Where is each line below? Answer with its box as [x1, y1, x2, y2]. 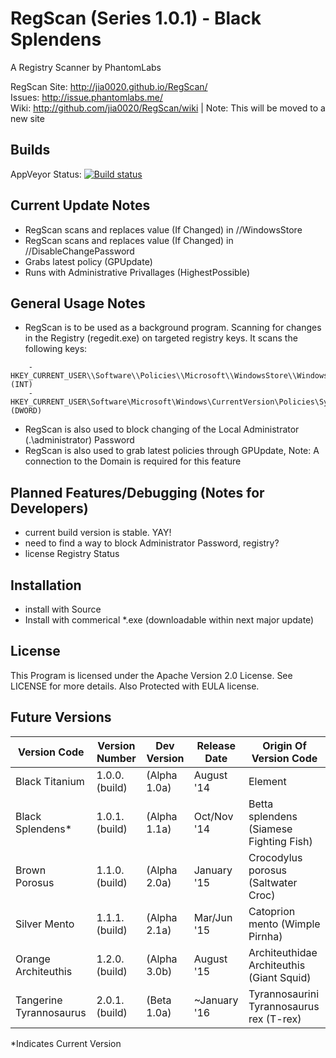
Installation [10, 577, 82, 594]
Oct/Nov [193, 809, 234, 823]
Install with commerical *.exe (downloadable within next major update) [24, 614, 315, 626]
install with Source [24, 603, 102, 615]
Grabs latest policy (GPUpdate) [24, 255, 153, 267]
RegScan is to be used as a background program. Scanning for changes [24, 322, 322, 334]
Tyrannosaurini [248, 987, 320, 1001]
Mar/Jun [193, 910, 233, 924]
